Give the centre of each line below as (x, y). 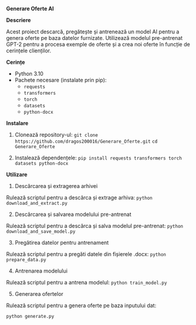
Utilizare (17, 174)
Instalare (17, 123)
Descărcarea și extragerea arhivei (56, 186)
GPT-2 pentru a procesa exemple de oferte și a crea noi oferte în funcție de (98, 44)
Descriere (19, 20)
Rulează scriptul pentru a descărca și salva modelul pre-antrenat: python (95, 226)
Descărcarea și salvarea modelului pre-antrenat (73, 214)
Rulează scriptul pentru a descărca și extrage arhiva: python (79, 198)
